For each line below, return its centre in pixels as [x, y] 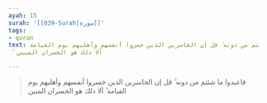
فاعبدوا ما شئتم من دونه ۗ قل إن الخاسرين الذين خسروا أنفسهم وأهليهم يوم [137, 82]
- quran [21, 38]
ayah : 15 [23, 15]
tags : [17, 30]
